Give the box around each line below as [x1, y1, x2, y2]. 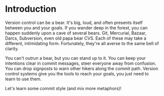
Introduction [5, 3, 57, 15]
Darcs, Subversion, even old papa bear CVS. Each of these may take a [5, 35, 146, 41]
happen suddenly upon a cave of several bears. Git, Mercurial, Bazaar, [5, 30, 146, 36]
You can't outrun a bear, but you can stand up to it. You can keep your [5, 55, 146, 61]
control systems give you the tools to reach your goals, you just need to [5, 71, 149, 76]
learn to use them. [5, 76, 42, 82]
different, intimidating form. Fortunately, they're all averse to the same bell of [5, 40, 159, 46]
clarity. [5, 46, 19, 51]
